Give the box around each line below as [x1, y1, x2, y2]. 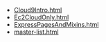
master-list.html [13, 28, 59, 36]
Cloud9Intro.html [13, 6, 62, 14]
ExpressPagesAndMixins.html [13, 21, 99, 28]
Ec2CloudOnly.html [13, 13, 69, 21]
